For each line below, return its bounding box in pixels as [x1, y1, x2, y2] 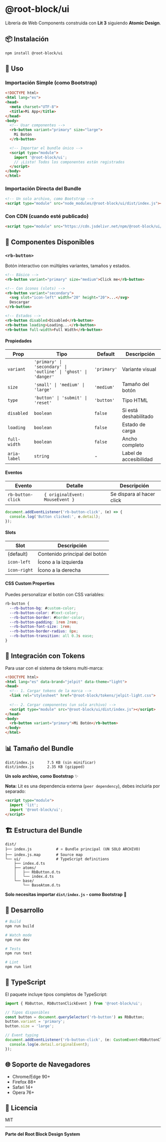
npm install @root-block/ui [5, 51, 63, 56]
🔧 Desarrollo [5, 906, 44, 914]
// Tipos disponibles [5, 1010, 50, 1015]
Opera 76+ [12, 1089, 35, 1095]
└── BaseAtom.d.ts [23, 883, 61, 888]
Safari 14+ [12, 1084, 34, 1090]
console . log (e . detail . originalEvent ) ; [9, 1042, 90, 1047]
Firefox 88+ [12, 1079, 36, 1085]
